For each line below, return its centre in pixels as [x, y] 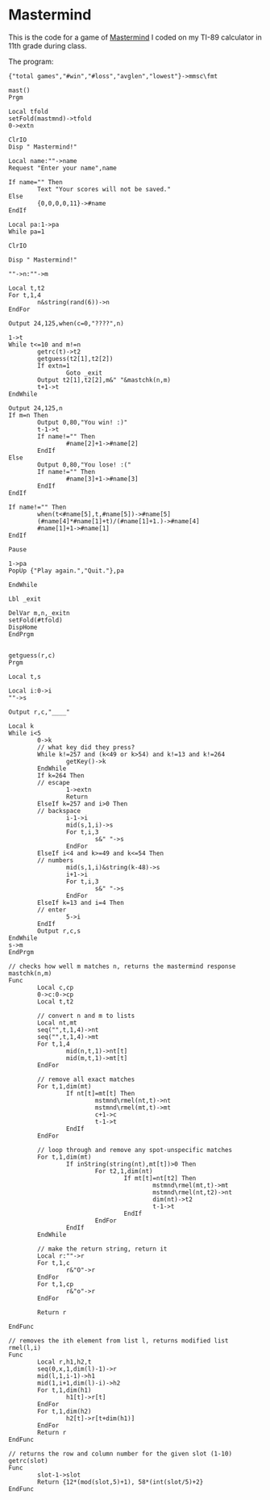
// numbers [56, 860]
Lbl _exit [25, 599]
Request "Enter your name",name [62, 168]
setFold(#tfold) [35, 620]
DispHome [23, 627]
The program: [31, 61]
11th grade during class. [48, 45]
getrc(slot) [28, 1460]
